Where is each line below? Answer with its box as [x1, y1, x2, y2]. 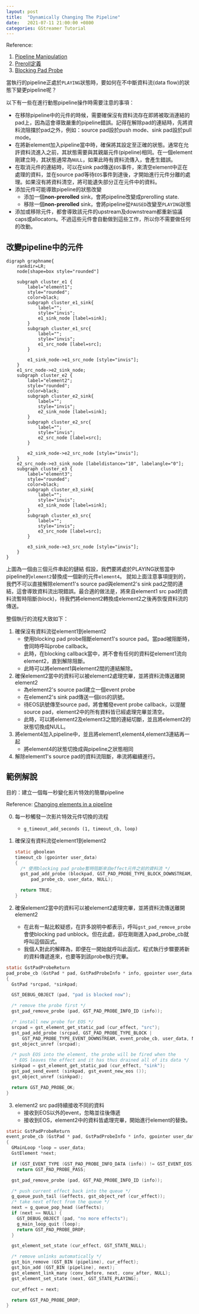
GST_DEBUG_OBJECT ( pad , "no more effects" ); [17, 1215, 129, 1221]
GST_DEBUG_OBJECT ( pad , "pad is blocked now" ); [11, 992, 131, 998]
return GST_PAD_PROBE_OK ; [11, 1084, 76, 1090]
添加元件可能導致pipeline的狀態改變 [14, 186, 102, 193]
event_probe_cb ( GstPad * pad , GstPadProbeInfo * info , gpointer [6, 1133, 171, 1140]
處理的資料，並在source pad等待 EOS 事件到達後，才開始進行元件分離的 [14, 171, 185, 178]
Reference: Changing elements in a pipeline [6, 800, 113, 808]
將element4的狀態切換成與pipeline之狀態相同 [23, 746, 134, 753]
